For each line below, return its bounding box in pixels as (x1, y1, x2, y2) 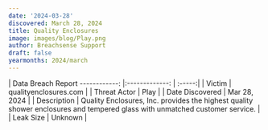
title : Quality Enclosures (8, 26, 99, 35)
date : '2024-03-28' (8, 11, 74, 20)
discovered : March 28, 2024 (8, 19, 103, 27)
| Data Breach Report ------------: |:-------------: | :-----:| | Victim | (8, 78, 232, 88)
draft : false (8, 49, 52, 57)
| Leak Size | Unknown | (8, 112, 87, 122)
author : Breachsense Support (8, 42, 106, 50)
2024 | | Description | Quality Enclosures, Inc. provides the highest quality (8, 95, 254, 105)
